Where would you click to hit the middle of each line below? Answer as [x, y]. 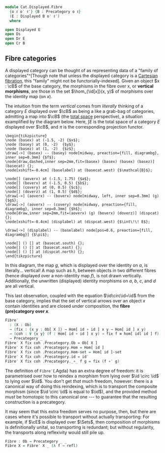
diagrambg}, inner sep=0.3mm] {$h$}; [44, 209]
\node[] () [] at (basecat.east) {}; [44, 247]
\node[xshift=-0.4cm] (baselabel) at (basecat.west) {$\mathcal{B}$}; [79, 170]
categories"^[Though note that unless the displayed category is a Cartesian [82, 76]
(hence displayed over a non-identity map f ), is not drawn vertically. [74, 275]
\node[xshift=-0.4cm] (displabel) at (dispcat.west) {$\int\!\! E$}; [78, 222]
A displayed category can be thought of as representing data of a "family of [82, 70]
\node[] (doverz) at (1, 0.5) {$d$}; [44, 191]
